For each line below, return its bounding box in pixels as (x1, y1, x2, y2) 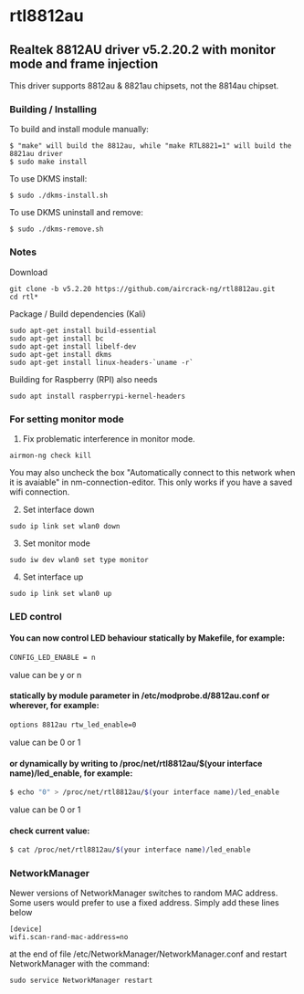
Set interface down (22, 504, 95, 515)
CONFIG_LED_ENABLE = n (9, 654, 96, 663)
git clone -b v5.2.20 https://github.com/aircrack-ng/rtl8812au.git (9, 284, 276, 293)
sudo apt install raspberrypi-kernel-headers (9, 392, 185, 401)
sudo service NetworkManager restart (9, 976, 153, 986)
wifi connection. (9, 486, 70, 497)
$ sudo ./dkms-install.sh (9, 191, 108, 201)
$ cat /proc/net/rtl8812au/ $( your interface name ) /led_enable (9, 845, 251, 854)
